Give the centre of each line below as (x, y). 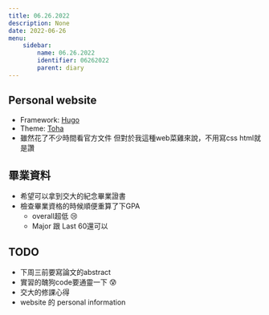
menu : (17, 38)
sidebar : (37, 46)
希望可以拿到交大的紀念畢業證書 (73, 196)
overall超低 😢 (55, 216)
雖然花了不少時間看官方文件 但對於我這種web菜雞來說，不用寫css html (137, 138)
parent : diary (61, 68)
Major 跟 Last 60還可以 (70, 226)
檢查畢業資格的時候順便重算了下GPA (80, 206)
